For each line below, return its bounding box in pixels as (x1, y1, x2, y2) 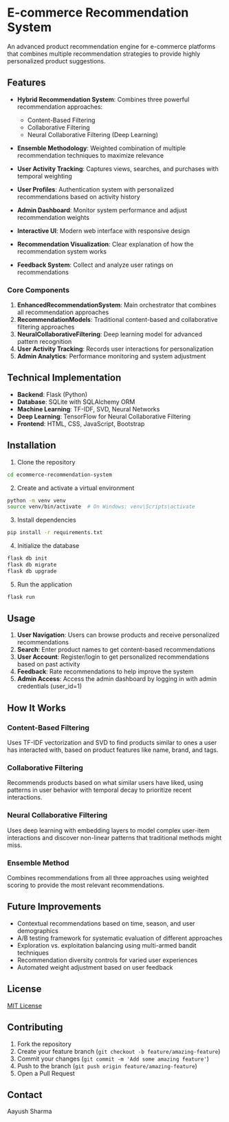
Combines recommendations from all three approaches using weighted (7, 874, 208, 882)
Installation (7, 440, 56, 451)
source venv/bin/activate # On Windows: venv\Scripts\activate (7, 503, 195, 511)
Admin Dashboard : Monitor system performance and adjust (17, 205, 188, 214)
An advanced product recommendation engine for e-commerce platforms (7, 42, 216, 50)
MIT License (7, 1001, 43, 1010)
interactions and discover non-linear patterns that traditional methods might (7, 833, 222, 841)
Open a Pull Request (17, 1069, 76, 1077)
